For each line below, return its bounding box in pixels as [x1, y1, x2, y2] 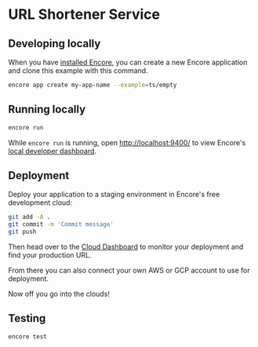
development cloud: [8, 198, 73, 207]
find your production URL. [8, 250, 92, 260]
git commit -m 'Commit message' [8, 221, 114, 228]
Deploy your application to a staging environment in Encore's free [8, 190, 220, 199]
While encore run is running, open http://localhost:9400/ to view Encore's [8, 137, 246, 147]
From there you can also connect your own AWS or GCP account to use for [8, 265, 250, 275]
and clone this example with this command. [8, 66, 148, 75]
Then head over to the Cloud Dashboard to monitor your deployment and [8, 242, 244, 251]
